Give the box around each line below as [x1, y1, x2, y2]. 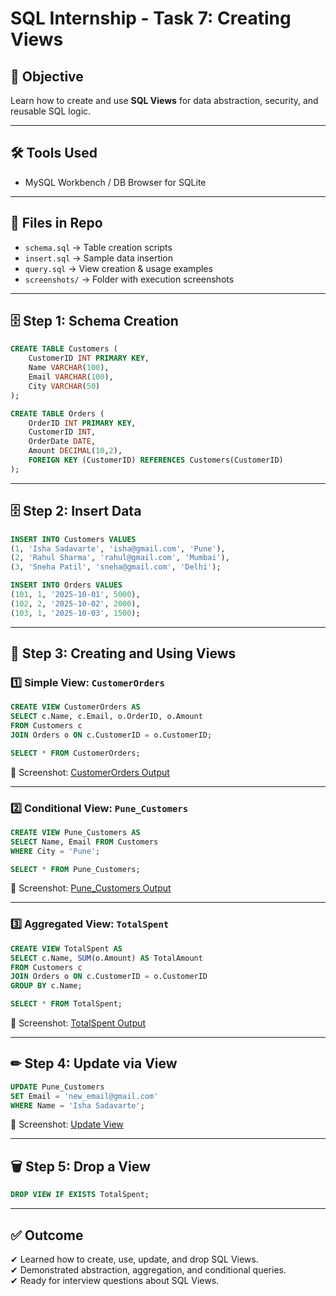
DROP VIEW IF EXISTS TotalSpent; [10, 1190, 150, 1200]
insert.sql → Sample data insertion [24, 252, 174, 264]
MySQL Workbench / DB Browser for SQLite [24, 176, 207, 188]
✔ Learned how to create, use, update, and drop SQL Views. [10, 1253, 259, 1265]
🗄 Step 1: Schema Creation [10, 313, 179, 330]
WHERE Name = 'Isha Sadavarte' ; [10, 1100, 145, 1111]
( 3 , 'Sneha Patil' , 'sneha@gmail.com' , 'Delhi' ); [10, 562, 222, 572]
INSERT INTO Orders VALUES [10, 580, 123, 591]
